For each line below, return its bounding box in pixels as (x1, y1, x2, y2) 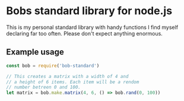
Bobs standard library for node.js (6, 4, 173, 18)
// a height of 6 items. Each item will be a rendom (6, 79, 139, 85)
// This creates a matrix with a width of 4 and (6, 73, 129, 79)
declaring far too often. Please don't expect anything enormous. (6, 30, 163, 37)
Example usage (6, 47, 64, 57)
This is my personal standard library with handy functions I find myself (6, 24, 179, 31)
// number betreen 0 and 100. (6, 84, 81, 90)
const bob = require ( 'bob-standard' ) (6, 63, 100, 69)
